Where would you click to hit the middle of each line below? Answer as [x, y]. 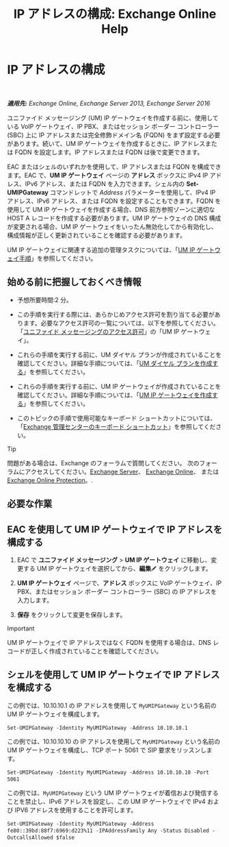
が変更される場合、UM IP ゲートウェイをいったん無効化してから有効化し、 [112, 226]
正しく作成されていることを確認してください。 [96, 651]
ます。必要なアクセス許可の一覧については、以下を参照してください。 [121, 323]
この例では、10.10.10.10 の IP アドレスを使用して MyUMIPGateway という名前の [114, 741]
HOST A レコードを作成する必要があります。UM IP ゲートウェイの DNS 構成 [114, 218]
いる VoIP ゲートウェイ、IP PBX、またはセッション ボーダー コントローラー [113, 126]
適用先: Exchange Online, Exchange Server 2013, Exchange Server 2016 [109, 103]
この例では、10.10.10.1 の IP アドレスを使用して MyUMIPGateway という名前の [112, 705]
